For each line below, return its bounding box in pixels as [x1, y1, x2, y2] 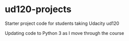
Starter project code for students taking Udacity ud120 [5, 20, 119, 26]
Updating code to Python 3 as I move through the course [5, 30, 124, 36]
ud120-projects [5, 4, 72, 15]
